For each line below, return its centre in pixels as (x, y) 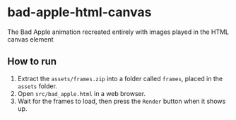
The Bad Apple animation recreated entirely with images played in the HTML (118, 32)
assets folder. (37, 86)
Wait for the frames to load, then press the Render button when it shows (122, 101)
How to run (32, 62)
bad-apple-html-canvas (79, 12)
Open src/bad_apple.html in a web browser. (82, 93)
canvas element (31, 39)
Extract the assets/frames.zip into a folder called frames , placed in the (120, 78)
